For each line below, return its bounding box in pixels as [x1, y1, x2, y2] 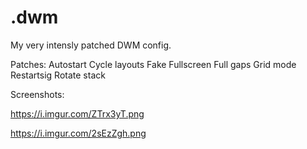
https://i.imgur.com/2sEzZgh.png [10, 127, 147, 139]
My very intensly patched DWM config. [10, 39, 172, 51]
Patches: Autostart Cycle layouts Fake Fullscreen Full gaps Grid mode [10, 58, 297, 70]
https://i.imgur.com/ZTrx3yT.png [10, 107, 145, 120]
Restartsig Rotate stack [10, 69, 106, 81]
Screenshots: [10, 88, 65, 100]
